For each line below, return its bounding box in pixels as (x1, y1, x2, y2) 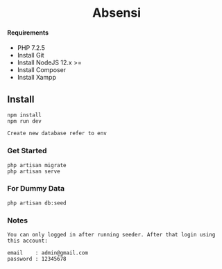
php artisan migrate (7, 162, 67, 168)
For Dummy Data (7, 184, 65, 193)
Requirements (7, 28, 49, 37)
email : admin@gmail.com (7, 250, 89, 257)
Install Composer (17, 66, 67, 74)
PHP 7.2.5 (17, 44, 45, 52)
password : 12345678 (7, 256, 67, 263)
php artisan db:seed (7, 199, 67, 207)
